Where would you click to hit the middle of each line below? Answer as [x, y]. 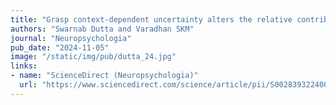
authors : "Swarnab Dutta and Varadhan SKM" [102, 29]
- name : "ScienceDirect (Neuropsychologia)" [104, 76]
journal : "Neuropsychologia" [71, 38]
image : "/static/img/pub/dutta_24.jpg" [93, 57]
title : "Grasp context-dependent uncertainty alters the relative [151, 19]
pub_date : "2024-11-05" [60, 47]
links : [24, 66]
